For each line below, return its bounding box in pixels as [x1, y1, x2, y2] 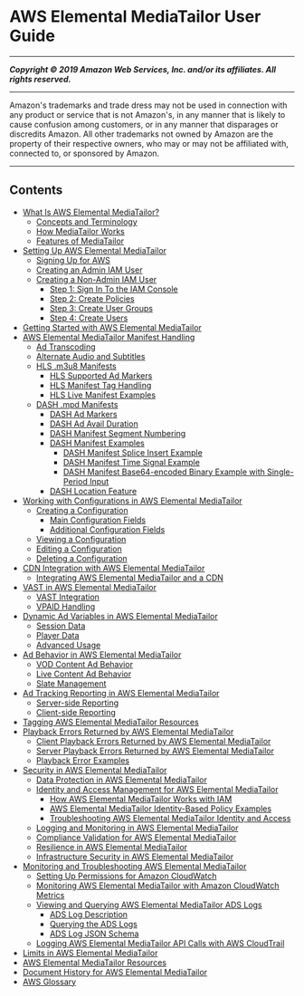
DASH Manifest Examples [49, 437, 145, 448]
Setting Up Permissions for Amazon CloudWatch [35, 870, 217, 881]
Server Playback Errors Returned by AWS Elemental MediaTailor [35, 745, 274, 756]
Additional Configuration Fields [49, 523, 166, 535]
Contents [9, 183, 63, 198]
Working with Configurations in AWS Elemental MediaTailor [22, 495, 242, 506]
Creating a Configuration [35, 504, 128, 515]
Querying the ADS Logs [49, 918, 138, 929]
